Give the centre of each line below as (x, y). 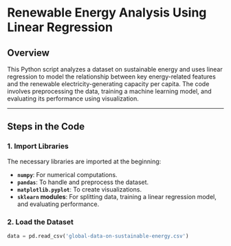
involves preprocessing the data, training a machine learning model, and (109, 91)
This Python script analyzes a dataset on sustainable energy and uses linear (115, 69)
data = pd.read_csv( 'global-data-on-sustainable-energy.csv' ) (98, 236)
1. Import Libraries (38, 146)
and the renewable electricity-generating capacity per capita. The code (108, 84)
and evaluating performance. (58, 204)
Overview (29, 53)
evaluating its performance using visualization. (73, 99)
